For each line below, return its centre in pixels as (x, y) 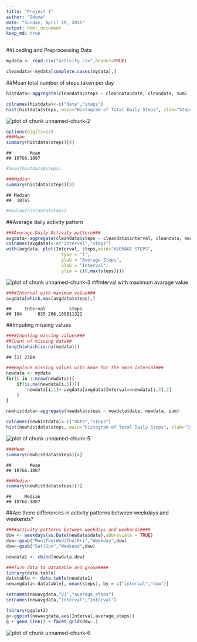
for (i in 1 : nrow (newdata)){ (40, 379)
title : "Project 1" (30, 11)
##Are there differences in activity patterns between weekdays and (87, 513)
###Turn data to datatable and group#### (57, 567)
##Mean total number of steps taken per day (60, 82)
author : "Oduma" (26, 17)
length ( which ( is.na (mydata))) (43, 347)
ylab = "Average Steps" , (91, 260)
